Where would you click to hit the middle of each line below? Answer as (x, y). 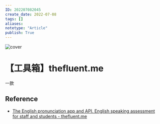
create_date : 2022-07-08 (31, 14)
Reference (22, 99)
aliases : (14, 24)
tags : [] (14, 19)
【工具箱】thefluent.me (54, 69)
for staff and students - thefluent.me (50, 116)
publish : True (20, 33)
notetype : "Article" (27, 28)
